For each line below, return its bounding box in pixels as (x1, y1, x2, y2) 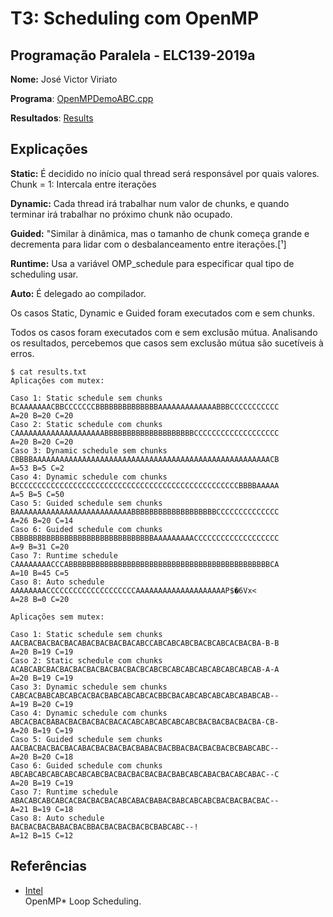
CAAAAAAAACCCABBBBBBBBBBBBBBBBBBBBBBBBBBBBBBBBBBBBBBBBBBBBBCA (10, 559, 280, 569)
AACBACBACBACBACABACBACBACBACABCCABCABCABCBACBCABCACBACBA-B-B (10, 638, 280, 648)
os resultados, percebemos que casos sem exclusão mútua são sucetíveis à (10, 337, 324, 349)
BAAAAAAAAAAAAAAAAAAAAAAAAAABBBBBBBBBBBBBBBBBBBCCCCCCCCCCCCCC (10, 507, 280, 517)
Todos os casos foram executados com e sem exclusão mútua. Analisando (10, 326, 318, 338)
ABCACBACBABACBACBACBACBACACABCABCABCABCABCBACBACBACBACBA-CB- (10, 717, 280, 727)
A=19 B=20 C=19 (10, 699, 74, 709)
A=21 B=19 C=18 (10, 804, 74, 814)
